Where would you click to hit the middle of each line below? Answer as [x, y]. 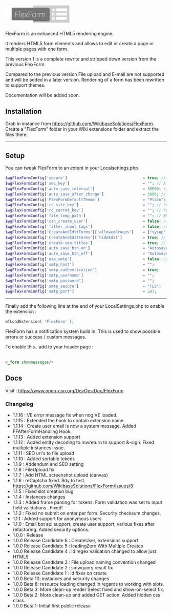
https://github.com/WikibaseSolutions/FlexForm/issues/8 [73, 486]
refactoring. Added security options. [51, 530]
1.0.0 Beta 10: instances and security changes [61, 579]
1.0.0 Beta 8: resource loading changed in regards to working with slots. [88, 584]
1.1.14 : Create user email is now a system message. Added [74, 426]
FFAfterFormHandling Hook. [42, 431]
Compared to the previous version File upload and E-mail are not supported [85, 74]
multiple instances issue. [39, 448]
